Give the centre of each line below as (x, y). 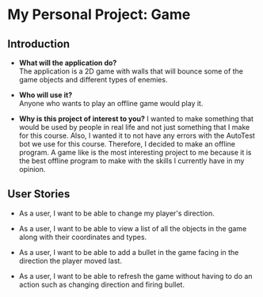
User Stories (39, 194)
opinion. (32, 169)
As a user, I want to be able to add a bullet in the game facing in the (129, 252)
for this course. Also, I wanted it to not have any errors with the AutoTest (137, 135)
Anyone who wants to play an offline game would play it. (111, 103)
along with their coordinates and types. (83, 237)
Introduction (39, 44)
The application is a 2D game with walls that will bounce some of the (131, 71)
